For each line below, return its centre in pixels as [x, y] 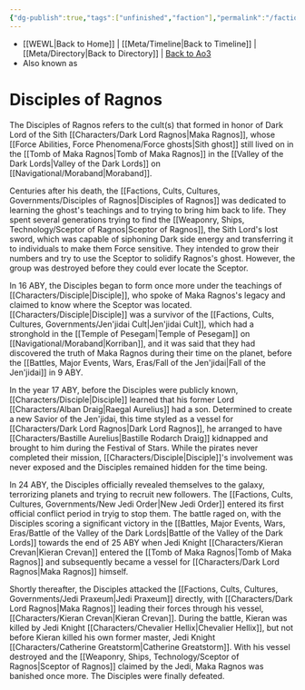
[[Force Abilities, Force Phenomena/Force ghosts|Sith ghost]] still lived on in [152, 144]
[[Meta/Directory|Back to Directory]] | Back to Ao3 [117, 53]
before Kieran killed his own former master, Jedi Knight [113, 637]
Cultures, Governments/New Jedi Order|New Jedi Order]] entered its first [147, 504]
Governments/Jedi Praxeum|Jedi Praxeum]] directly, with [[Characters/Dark [151, 598]
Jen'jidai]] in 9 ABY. [46, 372]
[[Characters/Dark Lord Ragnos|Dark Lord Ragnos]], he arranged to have [146, 429]
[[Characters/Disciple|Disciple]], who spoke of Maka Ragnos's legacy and [148, 295]
